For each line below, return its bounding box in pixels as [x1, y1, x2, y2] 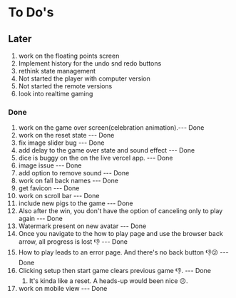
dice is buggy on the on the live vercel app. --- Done [18, 154, 173, 163]
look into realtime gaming [18, 90, 93, 98]
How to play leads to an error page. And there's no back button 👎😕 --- [18, 248, 229, 257]
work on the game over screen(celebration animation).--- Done [18, 123, 205, 132]
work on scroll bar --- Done [18, 192, 100, 200]
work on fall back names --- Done [18, 176, 118, 185]
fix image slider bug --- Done [18, 138, 105, 147]
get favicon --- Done [18, 184, 80, 192]
